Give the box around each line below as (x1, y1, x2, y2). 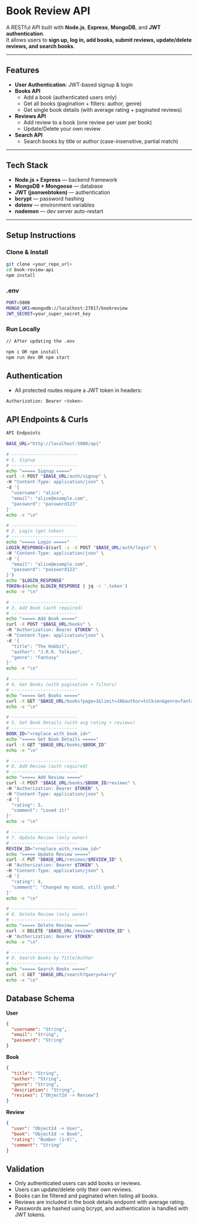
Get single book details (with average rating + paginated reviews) (23, 106, 183, 113)
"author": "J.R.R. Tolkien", (11, 649, 83, 655)
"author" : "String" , (11, 1076, 62, 1082)
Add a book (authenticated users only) (23, 94, 117, 101)
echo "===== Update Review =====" (6, 851, 91, 857)
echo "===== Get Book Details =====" (6, 736, 99, 742)
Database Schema (6, 993, 75, 1004)
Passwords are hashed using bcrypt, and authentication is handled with (14, 1205, 189, 1212)
